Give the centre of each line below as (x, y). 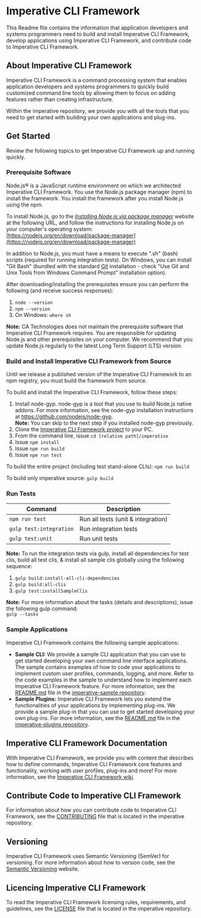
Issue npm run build (39, 449)
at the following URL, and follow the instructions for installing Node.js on (95, 223)
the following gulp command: (42, 609)
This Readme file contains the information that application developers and (97, 28)
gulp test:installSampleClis (51, 591)
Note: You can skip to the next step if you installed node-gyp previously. (104, 423)
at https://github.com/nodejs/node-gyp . (64, 417)
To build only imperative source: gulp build (60, 478)
